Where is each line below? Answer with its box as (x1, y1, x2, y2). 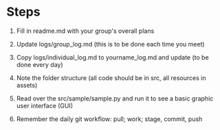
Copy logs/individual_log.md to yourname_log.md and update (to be (16, 53, 209, 62)
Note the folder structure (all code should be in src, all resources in (16, 73, 206, 82)
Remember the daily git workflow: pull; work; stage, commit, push (16, 114, 203, 123)
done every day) (16, 60, 63, 68)
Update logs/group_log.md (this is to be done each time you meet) (16, 40, 205, 48)
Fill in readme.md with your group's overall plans (16, 27, 155, 35)
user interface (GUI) (16, 101, 74, 109)
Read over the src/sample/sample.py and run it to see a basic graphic (16, 94, 214, 103)
